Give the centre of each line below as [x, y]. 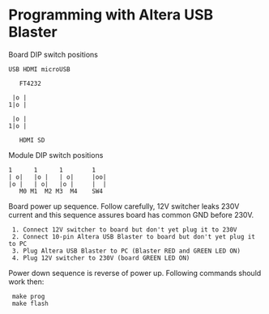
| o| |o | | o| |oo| [58, 177]
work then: [26, 282]
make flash [30, 303]
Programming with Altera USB [111, 15]
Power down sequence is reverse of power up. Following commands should [135, 273]
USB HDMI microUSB [39, 69]
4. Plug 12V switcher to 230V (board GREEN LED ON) [101, 258]
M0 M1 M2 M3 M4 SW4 [61, 191]
